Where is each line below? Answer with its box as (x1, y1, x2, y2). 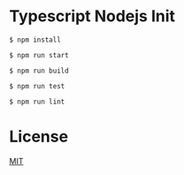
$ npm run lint (9, 97, 65, 106)
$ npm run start (9, 50, 69, 59)
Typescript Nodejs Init (9, 6, 175, 27)
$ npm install (9, 35, 62, 44)
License (9, 126, 69, 147)
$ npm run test (9, 81, 65, 90)
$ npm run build (9, 66, 69, 75)
